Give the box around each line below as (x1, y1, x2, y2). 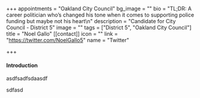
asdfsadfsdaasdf (6, 75, 48, 82)
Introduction (6, 62, 38, 69)
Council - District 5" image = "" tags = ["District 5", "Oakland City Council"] (6, 24, 192, 31)
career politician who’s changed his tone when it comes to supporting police (6, 11, 195, 18)
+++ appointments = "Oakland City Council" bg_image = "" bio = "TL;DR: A (6, 5, 192, 12)
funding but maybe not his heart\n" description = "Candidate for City (6, 18, 176, 24)
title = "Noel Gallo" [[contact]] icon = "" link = (6, 30, 118, 37)
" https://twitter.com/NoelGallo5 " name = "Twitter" (6, 37, 129, 43)
